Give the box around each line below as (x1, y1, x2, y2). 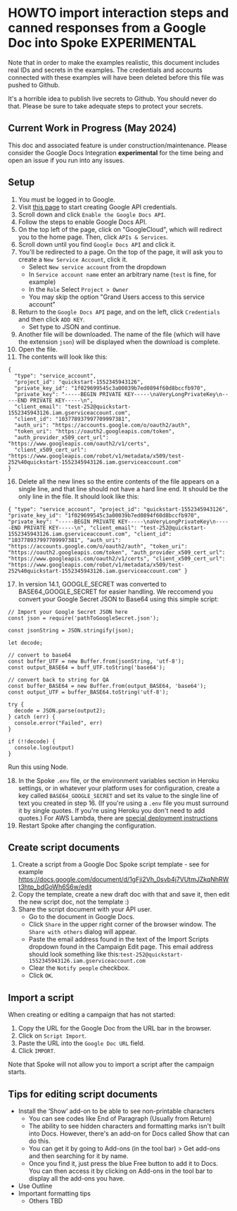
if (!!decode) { (8, 738, 56, 745)
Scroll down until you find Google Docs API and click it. (18, 240, 177, 248)
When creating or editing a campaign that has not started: (8, 1010, 176, 1019)
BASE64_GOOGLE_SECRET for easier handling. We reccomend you (18, 587, 214, 596)
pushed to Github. (8, 80, 60, 89)
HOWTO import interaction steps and (8, 5, 229, 21)
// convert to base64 (8, 651, 72, 658)
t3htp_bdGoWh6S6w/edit (18, 883, 92, 891)
